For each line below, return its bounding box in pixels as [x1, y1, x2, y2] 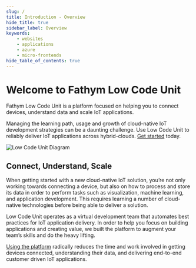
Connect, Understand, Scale [6, 161, 112, 171]
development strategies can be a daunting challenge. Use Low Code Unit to [6, 126, 190, 133]
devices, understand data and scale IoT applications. [6, 109, 134, 116]
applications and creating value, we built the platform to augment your [6, 226, 177, 233]
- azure [16, 47, 35, 53]
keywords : [6, 31, 31, 36]
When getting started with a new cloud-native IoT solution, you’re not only [6, 177, 186, 184]
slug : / [6, 8, 25, 15]
